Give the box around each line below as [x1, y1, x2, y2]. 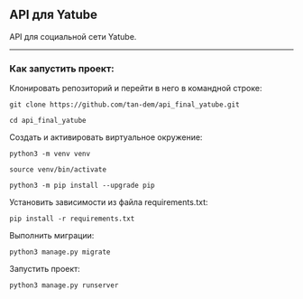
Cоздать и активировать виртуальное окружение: [9, 132, 203, 143]
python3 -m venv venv [9, 149, 91, 159]
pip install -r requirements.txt [9, 214, 135, 224]
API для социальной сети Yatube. [9, 31, 137, 42]
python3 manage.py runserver [9, 281, 119, 290]
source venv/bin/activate [9, 165, 106, 174]
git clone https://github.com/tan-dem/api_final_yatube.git [9, 100, 241, 109]
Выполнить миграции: [9, 230, 95, 241]
